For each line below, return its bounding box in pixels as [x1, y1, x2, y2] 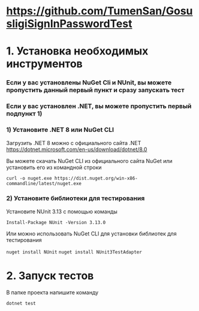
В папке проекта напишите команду [6, 289, 99, 296]
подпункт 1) [6, 110, 43, 118]
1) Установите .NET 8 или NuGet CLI [6, 126, 114, 134]
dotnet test [6, 300, 36, 306]
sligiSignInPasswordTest [6, 17, 132, 31]
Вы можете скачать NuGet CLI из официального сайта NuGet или [6, 157, 173, 164]
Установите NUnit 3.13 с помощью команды [6, 208, 118, 215]
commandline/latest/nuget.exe [6, 180, 82, 186]
